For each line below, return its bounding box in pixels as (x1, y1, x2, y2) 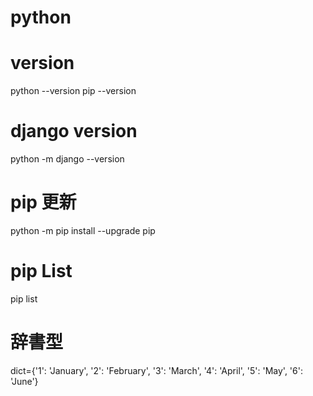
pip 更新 (10, 191, 77, 214)
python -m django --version (10, 153, 125, 165)
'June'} (10, 375, 39, 387)
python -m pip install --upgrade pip (10, 225, 156, 236)
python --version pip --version (10, 85, 137, 97)
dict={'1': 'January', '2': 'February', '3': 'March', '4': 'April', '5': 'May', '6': (10, 364, 303, 376)
